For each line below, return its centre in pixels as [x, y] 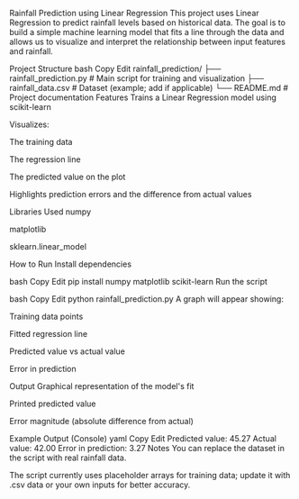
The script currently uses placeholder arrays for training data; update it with [150, 475]
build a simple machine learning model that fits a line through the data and [147, 32]
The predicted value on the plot [68, 177]
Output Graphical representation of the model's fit [102, 386]
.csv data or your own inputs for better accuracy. [100, 485]
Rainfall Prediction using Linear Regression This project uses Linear [134, 13]
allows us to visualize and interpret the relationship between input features [148, 41]
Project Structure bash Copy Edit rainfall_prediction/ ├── [115, 68]
